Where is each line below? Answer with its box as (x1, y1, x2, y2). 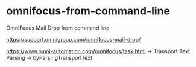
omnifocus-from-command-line (6, 4, 171, 18)
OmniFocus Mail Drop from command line (6, 24, 110, 31)
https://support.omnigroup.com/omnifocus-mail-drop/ (6, 36, 141, 43)
